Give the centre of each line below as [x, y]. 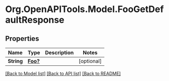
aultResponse [35, 20]
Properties [22, 38]
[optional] [90, 61]
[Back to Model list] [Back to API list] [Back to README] [63, 73]
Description [60, 53]
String [15, 61]
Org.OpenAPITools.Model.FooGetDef [84, 9]
